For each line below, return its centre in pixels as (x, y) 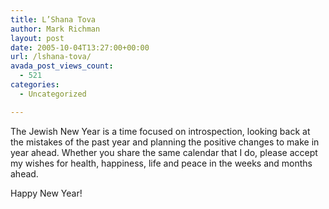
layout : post (37, 38)
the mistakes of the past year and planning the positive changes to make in (165, 142)
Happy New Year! (46, 193)
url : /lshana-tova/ (51, 57)
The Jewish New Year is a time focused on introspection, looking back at (160, 131)
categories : (35, 85)
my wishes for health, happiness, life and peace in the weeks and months (161, 163)
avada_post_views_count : (62, 66)
